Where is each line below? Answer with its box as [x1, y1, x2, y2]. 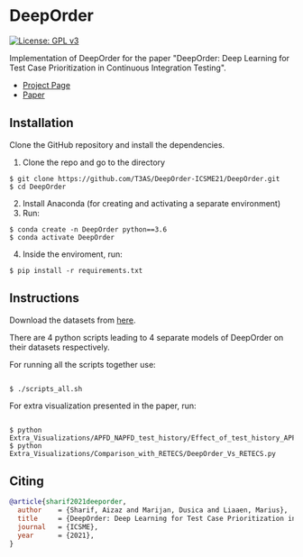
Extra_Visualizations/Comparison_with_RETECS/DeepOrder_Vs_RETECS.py [9, 449, 277, 458]
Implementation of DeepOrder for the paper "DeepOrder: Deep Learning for [9, 52, 290, 63]
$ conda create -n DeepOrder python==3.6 [9, 224, 168, 234]
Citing [9, 473, 44, 489]
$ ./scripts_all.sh [9, 384, 83, 393]
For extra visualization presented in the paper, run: [9, 400, 197, 411]
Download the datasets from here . [9, 315, 136, 325]
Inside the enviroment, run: [22, 249, 124, 260]
